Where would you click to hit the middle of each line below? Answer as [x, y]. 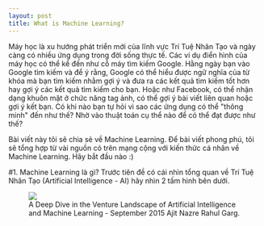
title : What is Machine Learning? [67, 23]
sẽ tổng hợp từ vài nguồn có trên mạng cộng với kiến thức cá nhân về [124, 148]
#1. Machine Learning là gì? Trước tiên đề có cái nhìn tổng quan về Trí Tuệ [131, 172]
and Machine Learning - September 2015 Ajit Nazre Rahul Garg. [134, 213]
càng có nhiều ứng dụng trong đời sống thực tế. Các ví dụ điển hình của [128, 55]
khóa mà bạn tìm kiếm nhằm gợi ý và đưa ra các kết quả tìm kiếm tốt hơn [129, 81]
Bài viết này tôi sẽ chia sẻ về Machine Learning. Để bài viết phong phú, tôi [131, 139]
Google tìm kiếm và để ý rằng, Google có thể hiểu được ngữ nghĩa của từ [129, 72]
